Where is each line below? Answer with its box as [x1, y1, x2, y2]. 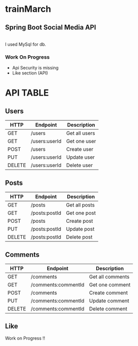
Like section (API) [12, 70, 48, 76]
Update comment [89, 297, 129, 304]
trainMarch [5, 3, 52, 15]
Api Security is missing [12, 65, 59, 71]
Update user [66, 154, 95, 161]
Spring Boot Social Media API [5, 23, 96, 32]
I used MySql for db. [5, 41, 47, 47]
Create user [66, 146, 94, 153]
